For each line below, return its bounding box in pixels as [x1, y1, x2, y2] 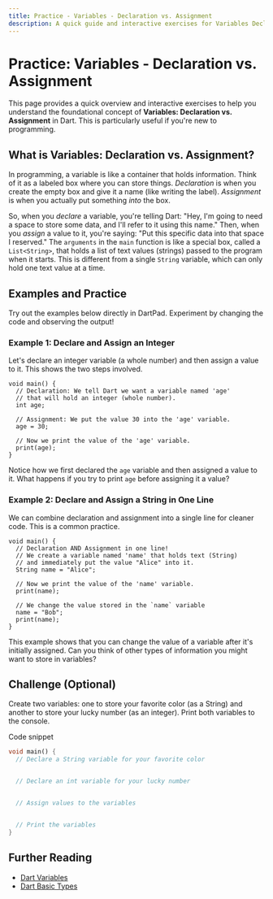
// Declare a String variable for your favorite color [15, 755, 206, 764]
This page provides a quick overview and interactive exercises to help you [8, 98, 257, 108]
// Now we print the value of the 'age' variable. [15, 436, 191, 445]
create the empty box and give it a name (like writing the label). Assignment [8, 187, 262, 197]
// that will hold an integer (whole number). [15, 394, 176, 402]
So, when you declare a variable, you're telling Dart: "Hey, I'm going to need [8, 211, 263, 221]
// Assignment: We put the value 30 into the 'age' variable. [15, 415, 231, 423]
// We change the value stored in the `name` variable [15, 601, 206, 610]
